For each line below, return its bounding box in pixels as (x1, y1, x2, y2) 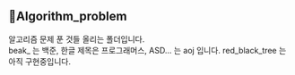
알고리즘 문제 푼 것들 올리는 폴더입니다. (8, 33, 145, 45)
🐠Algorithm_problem (8, 9, 127, 24)
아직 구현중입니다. (8, 55, 72, 67)
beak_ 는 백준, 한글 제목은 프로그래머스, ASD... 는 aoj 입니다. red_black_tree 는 (8, 45, 287, 55)
